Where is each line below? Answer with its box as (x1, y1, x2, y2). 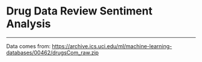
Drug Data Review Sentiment (6, 4, 153, 18)
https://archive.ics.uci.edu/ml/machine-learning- (52, 42, 173, 49)
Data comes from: (6, 42, 51, 49)
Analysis (6, 17, 51, 31)
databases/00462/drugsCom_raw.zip (6, 49, 99, 56)
